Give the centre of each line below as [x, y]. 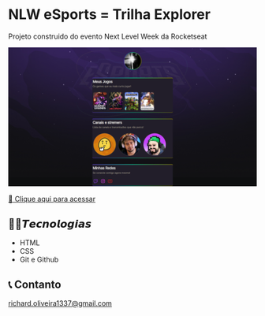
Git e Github [39, 260]
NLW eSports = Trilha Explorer [110, 15]
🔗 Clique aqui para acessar [52, 199]
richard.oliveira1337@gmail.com [60, 303]
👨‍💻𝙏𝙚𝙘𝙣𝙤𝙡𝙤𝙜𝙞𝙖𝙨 [50, 223]
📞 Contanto [35, 284]
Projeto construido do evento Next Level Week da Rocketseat [108, 36]
